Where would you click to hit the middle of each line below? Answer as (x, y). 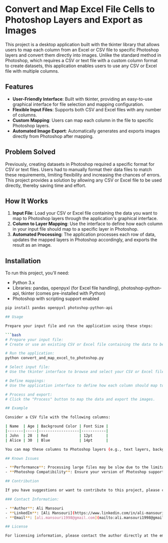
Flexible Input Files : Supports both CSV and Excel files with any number (87, 109)
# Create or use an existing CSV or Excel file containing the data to (81, 344)
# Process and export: (29, 395)
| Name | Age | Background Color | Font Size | (57, 426)
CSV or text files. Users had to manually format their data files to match (78, 169)
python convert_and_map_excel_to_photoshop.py (54, 358)
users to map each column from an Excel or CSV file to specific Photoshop (82, 50)
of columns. (25, 115)
